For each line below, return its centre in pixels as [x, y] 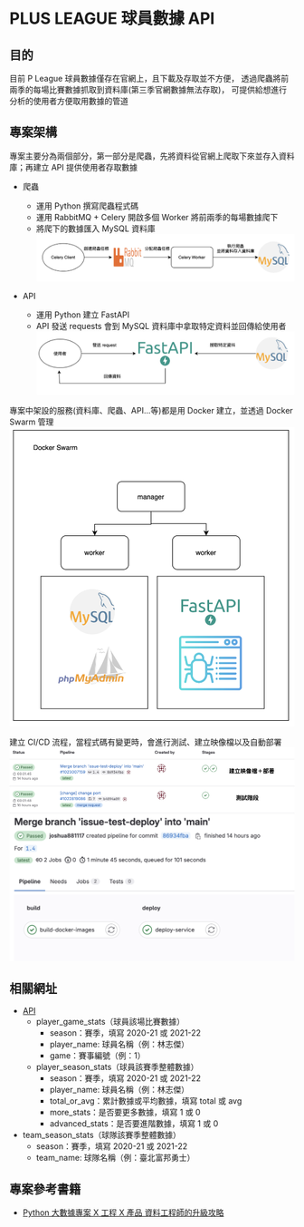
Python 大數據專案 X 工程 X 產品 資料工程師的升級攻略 [123, 1212]
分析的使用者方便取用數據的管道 [69, 101]
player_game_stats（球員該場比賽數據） [110, 1022]
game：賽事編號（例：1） [97, 1056]
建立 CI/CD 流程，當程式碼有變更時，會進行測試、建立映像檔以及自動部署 [146, 742]
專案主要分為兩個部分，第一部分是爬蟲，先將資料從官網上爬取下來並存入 [144, 156]
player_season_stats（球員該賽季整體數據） [117, 1067]
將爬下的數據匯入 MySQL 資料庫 [95, 229]
